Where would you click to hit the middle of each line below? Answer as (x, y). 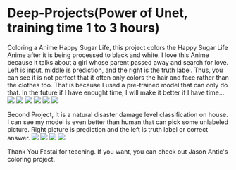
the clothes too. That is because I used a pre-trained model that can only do (118, 85)
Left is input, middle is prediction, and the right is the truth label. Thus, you (115, 70)
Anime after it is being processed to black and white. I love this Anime (108, 55)
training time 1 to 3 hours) (83, 28)
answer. (19, 138)
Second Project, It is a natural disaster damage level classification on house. (118, 114)
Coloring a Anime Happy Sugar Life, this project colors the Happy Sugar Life (118, 47)
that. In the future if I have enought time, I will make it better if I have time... (116, 92)
